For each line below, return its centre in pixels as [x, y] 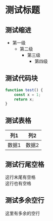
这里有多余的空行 [23, 213]
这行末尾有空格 [20, 177]
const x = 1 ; [27, 94]
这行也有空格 [18, 183]
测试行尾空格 [25, 164]
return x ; [24, 99]
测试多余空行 [25, 200]
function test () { [24, 90]
